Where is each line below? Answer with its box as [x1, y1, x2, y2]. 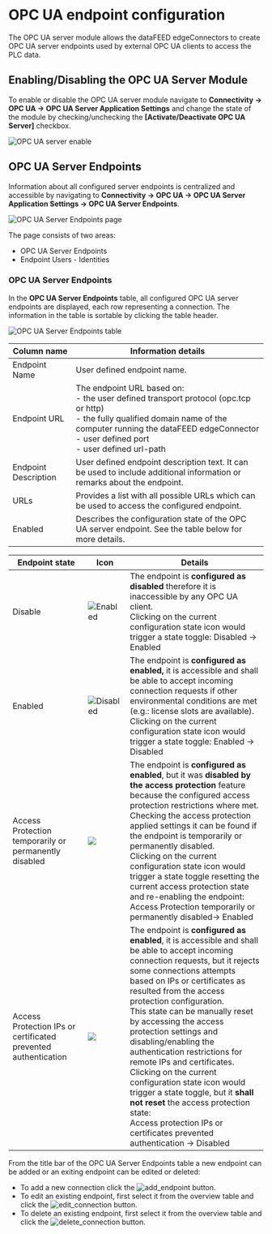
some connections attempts [130, 965, 236, 976]
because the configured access [130, 789, 251, 801]
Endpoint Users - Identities [19, 254, 110, 264]
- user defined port [75, 432, 150, 444]
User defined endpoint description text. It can [75, 456, 249, 467]
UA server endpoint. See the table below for [75, 523, 243, 535]
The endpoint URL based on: [75, 382, 185, 393]
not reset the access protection [130, 1097, 251, 1108]
